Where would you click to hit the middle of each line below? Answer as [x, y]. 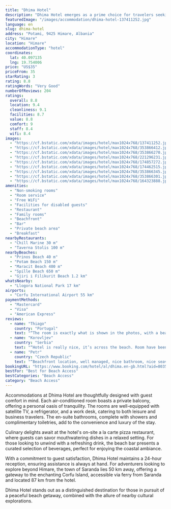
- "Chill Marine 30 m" [34, 243]
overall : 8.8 [24, 100]
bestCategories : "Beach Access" [39, 376]
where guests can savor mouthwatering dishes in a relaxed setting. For [80, 437]
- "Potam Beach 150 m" [34, 262]
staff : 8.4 [21, 129]
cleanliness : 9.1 [28, 110]
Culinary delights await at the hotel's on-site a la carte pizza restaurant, [80, 432]
